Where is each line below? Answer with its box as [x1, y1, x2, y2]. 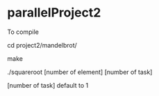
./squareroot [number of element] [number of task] [7, 68, 153, 76]
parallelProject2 [7, 5, 101, 21]
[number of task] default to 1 [7, 81, 89, 89]
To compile [7, 28, 40, 36]
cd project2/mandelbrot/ [7, 41, 78, 49]
